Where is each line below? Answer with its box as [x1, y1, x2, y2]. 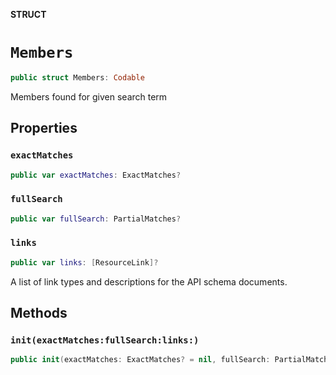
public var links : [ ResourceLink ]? [10, 257, 159, 268]
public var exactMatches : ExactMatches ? [10, 170, 182, 180]
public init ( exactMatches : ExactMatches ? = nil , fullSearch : [10, 355, 271, 365]
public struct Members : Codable [10, 72, 145, 83]
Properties [10, 120, 78, 137]
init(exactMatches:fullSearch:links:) [10, 335, 200, 346]
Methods [10, 305, 68, 322]
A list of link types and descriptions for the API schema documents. [10, 275, 288, 288]
